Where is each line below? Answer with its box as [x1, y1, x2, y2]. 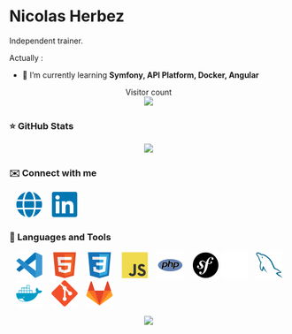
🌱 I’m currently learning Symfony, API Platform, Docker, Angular [21, 69, 259, 80]
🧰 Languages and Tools [9, 232, 111, 244]
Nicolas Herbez [9, 6, 125, 27]
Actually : [9, 52, 44, 63]
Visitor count [125, 87, 173, 97]
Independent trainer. [9, 35, 84, 46]
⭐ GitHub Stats [9, 119, 74, 132]
